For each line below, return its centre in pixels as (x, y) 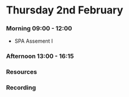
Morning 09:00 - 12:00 (39, 29)
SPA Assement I (34, 41)
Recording (21, 88)
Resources (22, 72)
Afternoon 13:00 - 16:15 (40, 56)
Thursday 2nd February (65, 10)
